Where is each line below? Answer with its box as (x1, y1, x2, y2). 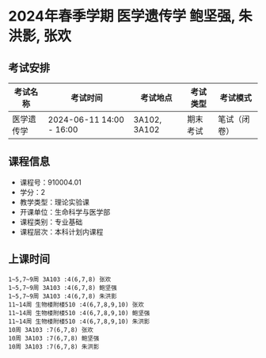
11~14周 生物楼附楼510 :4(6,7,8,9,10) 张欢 (8, 300, 145, 309)
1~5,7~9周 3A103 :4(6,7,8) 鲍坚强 (8, 284, 117, 291)
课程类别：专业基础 (19, 217, 83, 227)
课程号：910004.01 (19, 177, 82, 187)
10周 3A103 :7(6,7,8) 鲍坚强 (8, 334, 100, 342)
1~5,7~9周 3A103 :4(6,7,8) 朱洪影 (8, 292, 117, 300)
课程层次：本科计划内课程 (19, 227, 104, 236)
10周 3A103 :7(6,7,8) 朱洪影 (8, 342, 100, 351)
